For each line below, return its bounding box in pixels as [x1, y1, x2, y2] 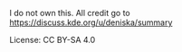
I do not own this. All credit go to [9, 8, 131, 18]
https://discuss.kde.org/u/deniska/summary [9, 17, 173, 28]
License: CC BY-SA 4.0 [9, 35, 96, 45]
